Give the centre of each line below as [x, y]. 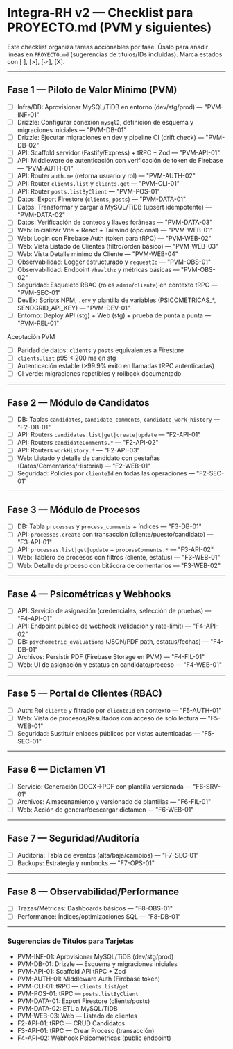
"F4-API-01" [35, 619]
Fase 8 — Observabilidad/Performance [93, 892]
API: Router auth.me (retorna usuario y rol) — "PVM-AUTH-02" [106, 176]
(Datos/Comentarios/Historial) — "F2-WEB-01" [84, 466]
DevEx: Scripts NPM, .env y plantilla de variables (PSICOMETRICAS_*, [116, 300]
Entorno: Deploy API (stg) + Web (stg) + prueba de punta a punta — [114, 315]
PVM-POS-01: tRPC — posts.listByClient [78, 993]
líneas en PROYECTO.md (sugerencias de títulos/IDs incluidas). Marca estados [115, 54]
